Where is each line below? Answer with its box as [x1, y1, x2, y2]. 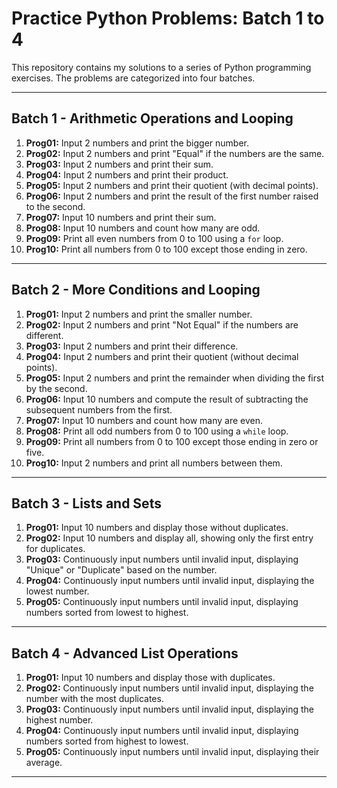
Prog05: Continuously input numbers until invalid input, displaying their [25, 746, 320, 758]
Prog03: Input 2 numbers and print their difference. [25, 340, 239, 352]
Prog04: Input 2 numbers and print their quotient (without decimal [25, 350, 299, 362]
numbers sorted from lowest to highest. [25, 607, 189, 619]
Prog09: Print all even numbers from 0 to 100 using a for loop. [25, 232, 284, 244]
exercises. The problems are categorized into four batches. [11, 72, 256, 84]
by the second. [25, 382, 88, 394]
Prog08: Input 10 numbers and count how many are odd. [25, 222, 261, 234]
